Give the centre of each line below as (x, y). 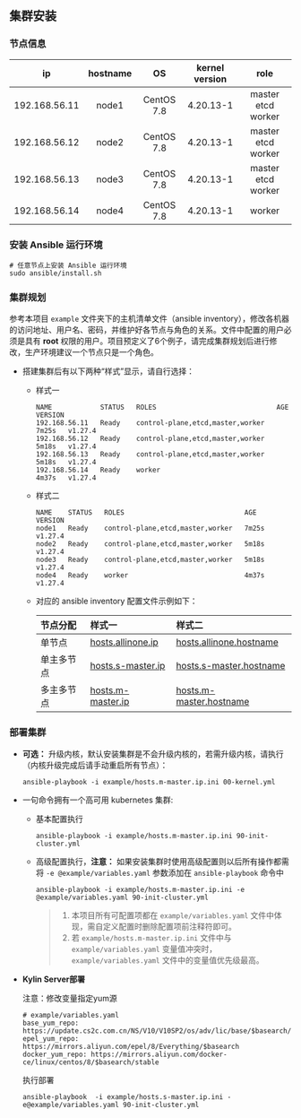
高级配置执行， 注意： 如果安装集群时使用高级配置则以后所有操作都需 (162, 861)
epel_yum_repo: (51, 1038)
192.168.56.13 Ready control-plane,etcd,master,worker (150, 455)
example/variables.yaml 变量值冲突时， (144, 949)
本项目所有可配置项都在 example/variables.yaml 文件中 (173, 915)
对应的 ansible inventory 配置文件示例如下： (117, 601)
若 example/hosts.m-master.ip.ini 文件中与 (151, 937)
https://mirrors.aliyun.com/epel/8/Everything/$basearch (131, 1046)
